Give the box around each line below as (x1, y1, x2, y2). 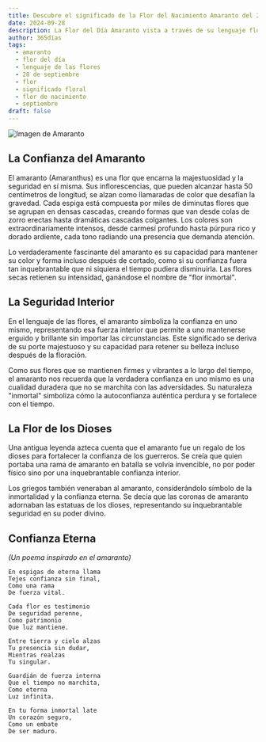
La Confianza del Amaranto (8, 152, 146, 166)
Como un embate (8, 721, 59, 729)
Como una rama (8, 582, 55, 590)
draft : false (8, 108, 51, 116)
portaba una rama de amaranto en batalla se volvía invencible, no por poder (8, 460, 256, 470)
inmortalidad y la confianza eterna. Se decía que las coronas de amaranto (8, 492, 249, 501)
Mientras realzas (8, 651, 66, 660)
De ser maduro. (8, 728, 59, 736)
